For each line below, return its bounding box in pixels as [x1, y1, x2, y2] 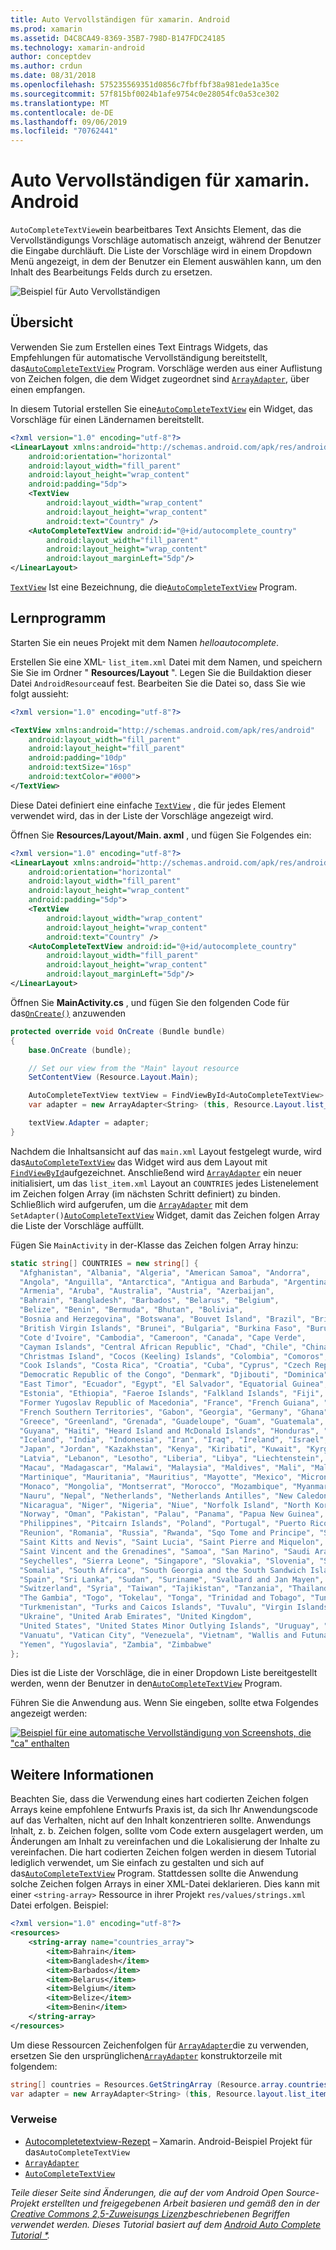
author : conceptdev [10, 52, 92, 62]
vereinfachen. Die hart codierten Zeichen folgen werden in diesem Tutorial [10, 1846, 317, 1858]
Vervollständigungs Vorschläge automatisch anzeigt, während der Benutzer [10, 234, 322, 246]
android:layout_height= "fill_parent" [28, 744, 186, 754]
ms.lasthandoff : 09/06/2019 [10, 117, 128, 127]
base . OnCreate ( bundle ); [28, 1045, 132, 1055]
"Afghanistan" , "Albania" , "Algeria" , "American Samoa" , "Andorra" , [19, 1267, 311, 1278]
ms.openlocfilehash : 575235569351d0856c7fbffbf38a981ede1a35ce [10, 80, 280, 90]
